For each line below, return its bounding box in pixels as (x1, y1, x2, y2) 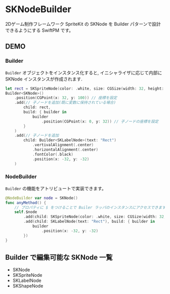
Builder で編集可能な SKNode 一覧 (5, 253, 113, 262)
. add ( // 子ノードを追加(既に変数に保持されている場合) (14, 100, 116, 105)
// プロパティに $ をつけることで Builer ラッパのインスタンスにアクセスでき (14, 205, 158, 210)
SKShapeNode (12, 283, 44, 289)
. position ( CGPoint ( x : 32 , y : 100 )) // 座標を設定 (14, 95, 117, 101)
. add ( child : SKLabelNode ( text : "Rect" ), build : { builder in (23, 219, 155, 224)
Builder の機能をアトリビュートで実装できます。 (5, 185, 106, 191)
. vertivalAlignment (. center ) (32, 143, 94, 148)
